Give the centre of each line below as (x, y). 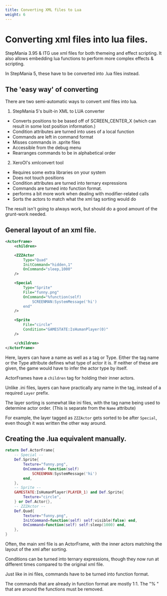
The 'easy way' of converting (52, 89)
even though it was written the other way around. (56, 423)
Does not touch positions (38, 178)
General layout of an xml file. (51, 230)
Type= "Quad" (36, 260)
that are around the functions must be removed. (54, 589)
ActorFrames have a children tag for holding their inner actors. (70, 378)
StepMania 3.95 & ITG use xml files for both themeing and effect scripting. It (83, 53)
